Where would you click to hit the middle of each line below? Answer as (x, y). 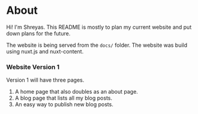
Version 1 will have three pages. (45, 80)
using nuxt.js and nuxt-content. (45, 51)
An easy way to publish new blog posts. (64, 104)
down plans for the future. (38, 33)
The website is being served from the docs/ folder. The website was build (97, 45)
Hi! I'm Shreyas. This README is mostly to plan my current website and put (99, 27)
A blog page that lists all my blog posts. (64, 98)
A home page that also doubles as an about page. (76, 92)
